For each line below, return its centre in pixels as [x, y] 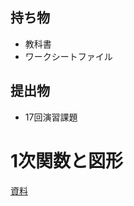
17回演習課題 [51, 117]
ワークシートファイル [68, 56]
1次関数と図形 [67, 160]
